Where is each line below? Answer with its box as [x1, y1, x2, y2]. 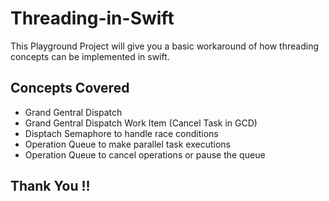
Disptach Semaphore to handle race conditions [24, 127, 219, 139]
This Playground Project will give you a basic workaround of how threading [10, 40, 319, 52]
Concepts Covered [10, 80, 130, 97]
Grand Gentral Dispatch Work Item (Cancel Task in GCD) [24, 117, 258, 129]
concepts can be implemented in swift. [10, 50, 170, 62]
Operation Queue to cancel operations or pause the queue [24, 148, 266, 161]
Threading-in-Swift [10, 7, 175, 30]
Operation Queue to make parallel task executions [24, 138, 231, 150]
